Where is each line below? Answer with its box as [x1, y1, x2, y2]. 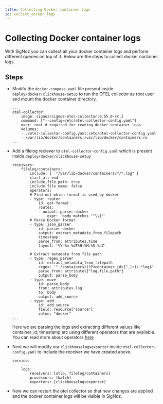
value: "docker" [38, 311, 72, 316]
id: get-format [38, 201, 69, 206]
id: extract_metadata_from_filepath [38, 260, 113, 265]
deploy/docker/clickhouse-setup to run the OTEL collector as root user [12, 91, 154, 97]
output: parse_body [38, 273, 78, 278]
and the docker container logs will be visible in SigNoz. [12, 393, 123, 399]
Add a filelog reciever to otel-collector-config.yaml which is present [12, 148, 152, 154]
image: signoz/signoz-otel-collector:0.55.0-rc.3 [21, 114, 124, 119]
